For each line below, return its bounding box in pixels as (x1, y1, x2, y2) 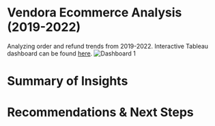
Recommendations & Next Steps (7, 105, 195, 121)
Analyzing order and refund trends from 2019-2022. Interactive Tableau (7, 42, 209, 50)
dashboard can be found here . (7, 49, 93, 58)
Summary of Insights (7, 73, 128, 89)
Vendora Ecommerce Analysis (7, 5, 182, 21)
